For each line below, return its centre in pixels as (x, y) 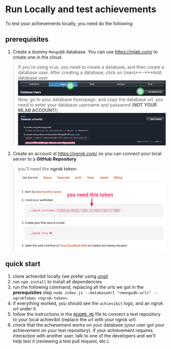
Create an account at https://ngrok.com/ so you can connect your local (87, 154)
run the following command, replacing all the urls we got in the (78, 287)
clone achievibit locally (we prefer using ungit (60, 276)
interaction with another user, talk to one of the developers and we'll (84, 336)
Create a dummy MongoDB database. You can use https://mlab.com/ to (85, 51)
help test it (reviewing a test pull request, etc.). (61, 341)
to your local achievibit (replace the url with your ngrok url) (74, 319)
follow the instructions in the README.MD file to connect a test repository (87, 314)
